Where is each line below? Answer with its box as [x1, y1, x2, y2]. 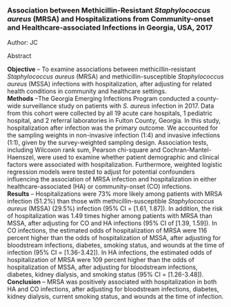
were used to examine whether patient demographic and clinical [37, 153, 219, 161]
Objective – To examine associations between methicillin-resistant [7, 65, 197, 74]
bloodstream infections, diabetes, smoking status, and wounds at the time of [7, 241, 225, 250]
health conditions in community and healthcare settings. [7, 87, 167, 95]
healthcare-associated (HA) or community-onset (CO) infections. [7, 182, 192, 191]
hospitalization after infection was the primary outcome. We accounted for [7, 123, 219, 132]
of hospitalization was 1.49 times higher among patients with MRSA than [7, 212, 212, 220]
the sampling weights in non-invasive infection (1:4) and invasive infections [7, 131, 221, 139]
